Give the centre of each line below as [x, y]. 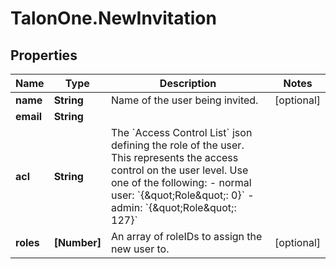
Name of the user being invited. [185, 100]
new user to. [140, 249]
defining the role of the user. [178, 145]
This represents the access [175, 157]
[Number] [77, 242]
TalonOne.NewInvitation [113, 18]
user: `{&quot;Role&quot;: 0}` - [183, 195]
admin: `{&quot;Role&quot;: [174, 207]
